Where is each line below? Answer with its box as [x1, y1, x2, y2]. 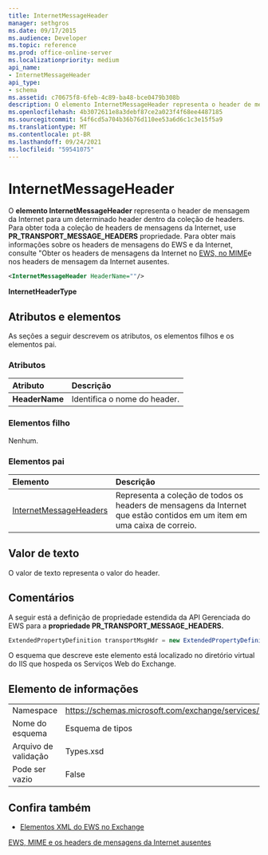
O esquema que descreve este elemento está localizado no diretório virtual [8, 651, 255, 660]
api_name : [8, 64, 41, 72]
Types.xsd [65, 746, 104, 757]
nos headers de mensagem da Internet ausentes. [8, 257, 170, 267]
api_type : [8, 78, 41, 86]
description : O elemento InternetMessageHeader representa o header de [8, 101, 251, 109]
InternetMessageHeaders [12, 505, 108, 516]
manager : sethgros [8, 19, 69, 27]
